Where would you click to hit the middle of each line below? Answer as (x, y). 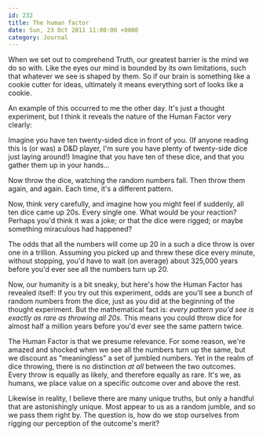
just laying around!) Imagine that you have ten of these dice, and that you (126, 157)
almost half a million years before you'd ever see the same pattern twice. (126, 326)
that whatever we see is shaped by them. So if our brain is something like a (130, 76)
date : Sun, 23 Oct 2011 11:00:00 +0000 (73, 30)
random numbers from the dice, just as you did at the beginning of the (122, 301)
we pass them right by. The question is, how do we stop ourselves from (124, 415)
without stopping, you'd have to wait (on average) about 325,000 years (123, 261)
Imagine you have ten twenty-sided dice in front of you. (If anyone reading (128, 140)
